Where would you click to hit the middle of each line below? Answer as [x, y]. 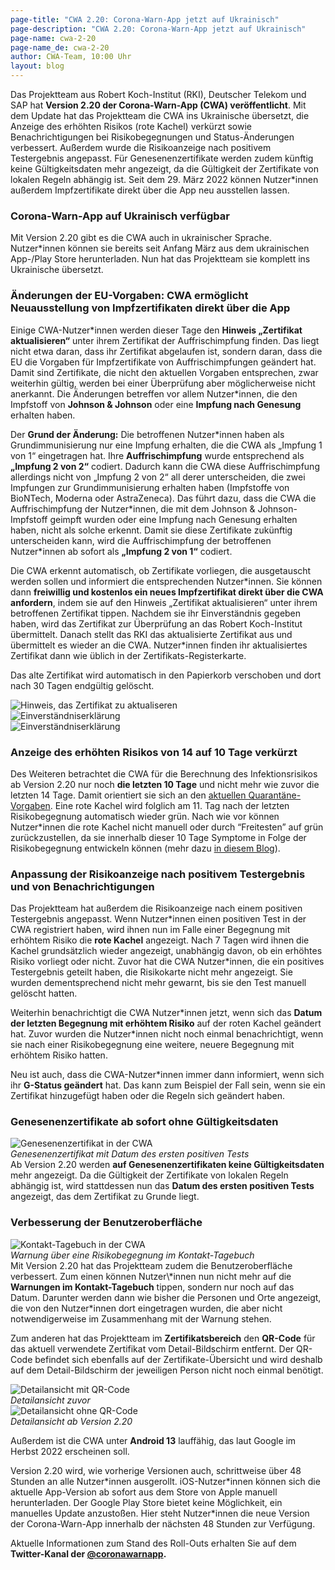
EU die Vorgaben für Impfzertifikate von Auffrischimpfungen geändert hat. [163, 362]
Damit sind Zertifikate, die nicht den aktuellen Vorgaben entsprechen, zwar [164, 372]
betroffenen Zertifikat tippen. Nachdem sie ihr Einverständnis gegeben [156, 613]
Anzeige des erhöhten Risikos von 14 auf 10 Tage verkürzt [154, 752]
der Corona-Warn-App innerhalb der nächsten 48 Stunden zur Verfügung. [163, 1523]
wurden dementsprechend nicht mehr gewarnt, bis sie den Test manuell [158, 983]
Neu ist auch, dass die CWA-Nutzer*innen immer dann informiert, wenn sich [167, 1075]
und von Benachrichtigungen [82, 886]
